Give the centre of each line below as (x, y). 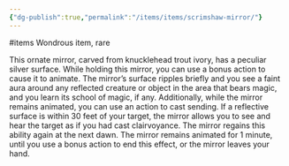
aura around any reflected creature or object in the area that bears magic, (143, 87)
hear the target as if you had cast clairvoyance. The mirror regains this (137, 125)
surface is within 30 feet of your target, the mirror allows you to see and (140, 116)
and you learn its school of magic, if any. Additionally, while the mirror (136, 97)
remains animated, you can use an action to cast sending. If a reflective (139, 106)
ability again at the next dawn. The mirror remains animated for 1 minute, (141, 134)
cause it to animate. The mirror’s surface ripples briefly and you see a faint (145, 78)
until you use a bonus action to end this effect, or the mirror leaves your (139, 144)
